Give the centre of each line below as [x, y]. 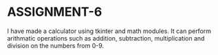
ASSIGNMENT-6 [55, 12]
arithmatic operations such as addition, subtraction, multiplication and [106, 38]
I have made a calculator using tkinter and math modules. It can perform [109, 31]
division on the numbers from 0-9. [56, 45]
